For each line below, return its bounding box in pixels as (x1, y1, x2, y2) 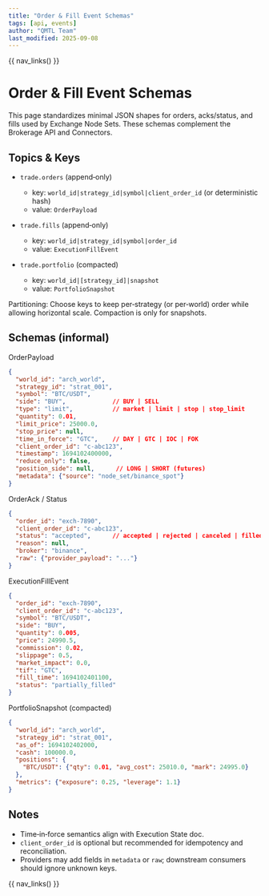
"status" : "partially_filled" (15, 681, 116, 689)
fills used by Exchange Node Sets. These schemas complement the (8, 119, 231, 129)
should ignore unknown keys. (19, 863, 118, 873)
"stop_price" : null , (15, 427, 84, 435)
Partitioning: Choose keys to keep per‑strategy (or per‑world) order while (8, 300, 250, 309)
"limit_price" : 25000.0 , (15, 420, 98, 428)
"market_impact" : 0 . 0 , (15, 659, 91, 667)
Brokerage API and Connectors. (8, 127, 113, 137)
